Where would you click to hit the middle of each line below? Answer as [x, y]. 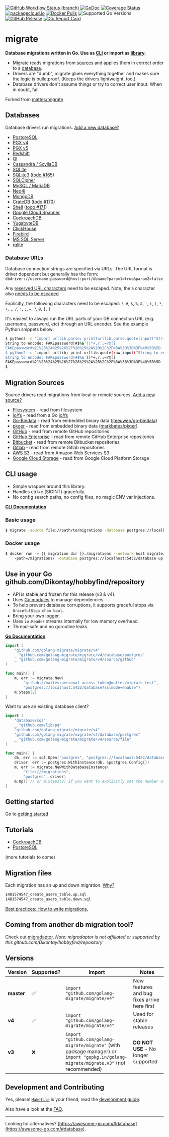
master [16, 993]
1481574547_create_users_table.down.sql [48, 899]
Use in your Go [29, 574]
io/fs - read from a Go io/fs [40, 415]
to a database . [27, 68]
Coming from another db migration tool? [70, 925]
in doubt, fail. [26, 89]
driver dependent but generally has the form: [52, 274]
